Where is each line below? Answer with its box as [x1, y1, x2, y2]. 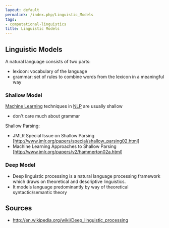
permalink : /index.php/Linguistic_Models [5, 12, 94, 17]
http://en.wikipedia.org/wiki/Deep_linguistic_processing [12, 217, 129, 223]
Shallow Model [5, 92, 42, 99]
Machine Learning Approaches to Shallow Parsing [12, 143, 117, 149]
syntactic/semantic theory [12, 189, 67, 195]
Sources [5, 204, 32, 212]
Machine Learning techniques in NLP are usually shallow [5, 103, 123, 109]
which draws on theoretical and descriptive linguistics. [12, 178, 126, 184]
